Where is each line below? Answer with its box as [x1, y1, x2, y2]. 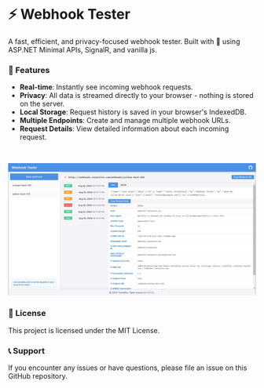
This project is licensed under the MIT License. [8, 325, 160, 335]
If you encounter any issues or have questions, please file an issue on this [8, 363, 247, 372]
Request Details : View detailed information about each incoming [19, 124, 229, 133]
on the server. [19, 99, 65, 109]
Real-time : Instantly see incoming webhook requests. [19, 82, 194, 92]
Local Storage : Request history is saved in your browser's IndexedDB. [19, 107, 247, 117]
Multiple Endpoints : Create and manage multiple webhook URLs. [19, 116, 231, 125]
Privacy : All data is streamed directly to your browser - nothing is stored [19, 91, 254, 100]
